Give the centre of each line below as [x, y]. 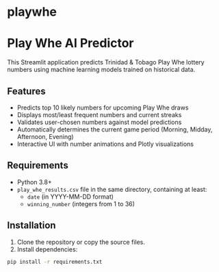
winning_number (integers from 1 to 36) [81, 203]
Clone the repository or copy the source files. [81, 242]
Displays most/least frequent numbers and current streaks [99, 114]
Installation [31, 226]
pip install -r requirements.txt [55, 262]
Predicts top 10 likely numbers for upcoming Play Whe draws [103, 108]
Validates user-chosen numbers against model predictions [99, 122]
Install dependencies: [47, 249]
